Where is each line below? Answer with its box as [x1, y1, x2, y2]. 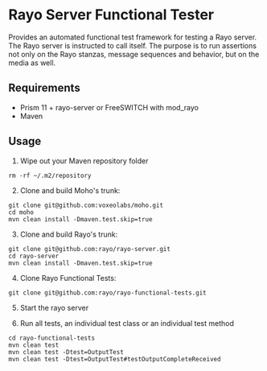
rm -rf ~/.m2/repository [8, 171, 92, 179]
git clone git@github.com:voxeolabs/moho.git [8, 201, 163, 209]
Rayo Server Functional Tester [8, 6, 215, 24]
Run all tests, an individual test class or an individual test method [19, 318, 235, 328]
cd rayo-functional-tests [8, 334, 95, 342]
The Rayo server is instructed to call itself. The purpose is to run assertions [8, 40, 257, 50]
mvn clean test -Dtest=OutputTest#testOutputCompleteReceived [8, 355, 221, 363]
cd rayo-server [8, 252, 60, 260]
